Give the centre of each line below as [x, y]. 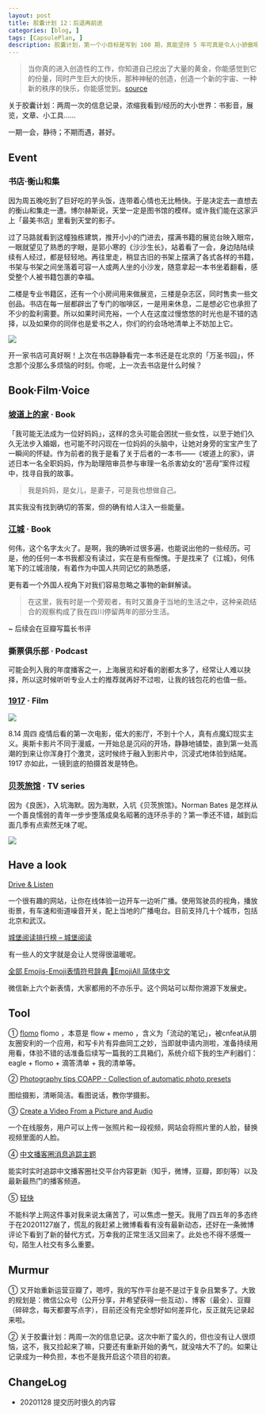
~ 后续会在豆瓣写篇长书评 [50, 628]
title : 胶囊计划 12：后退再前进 [55, 23]
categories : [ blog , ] [44, 30]
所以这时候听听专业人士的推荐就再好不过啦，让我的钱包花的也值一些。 [136, 680]
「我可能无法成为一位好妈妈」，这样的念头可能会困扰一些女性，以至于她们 [128, 433]
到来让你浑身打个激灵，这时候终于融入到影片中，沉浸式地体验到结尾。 [136, 754]
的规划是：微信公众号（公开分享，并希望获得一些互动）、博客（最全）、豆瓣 [129, 1300]
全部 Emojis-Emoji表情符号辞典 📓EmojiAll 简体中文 [89, 971]
